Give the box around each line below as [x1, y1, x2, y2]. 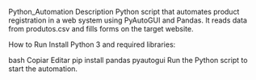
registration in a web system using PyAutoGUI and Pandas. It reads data [8, 15, 248, 25]
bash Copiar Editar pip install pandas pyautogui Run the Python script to [8, 56, 248, 65]
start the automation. [8, 64, 78, 74]
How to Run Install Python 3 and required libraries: [8, 40, 176, 49]
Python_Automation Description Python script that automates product [8, 7, 240, 16]
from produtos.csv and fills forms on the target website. [8, 24, 194, 33]
